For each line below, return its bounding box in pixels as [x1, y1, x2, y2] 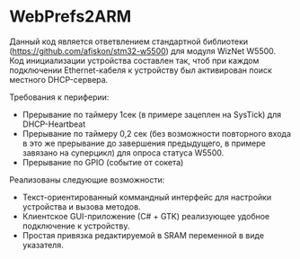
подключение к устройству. [22, 220, 130, 231]
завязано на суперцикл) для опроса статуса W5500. [22, 147, 225, 158]
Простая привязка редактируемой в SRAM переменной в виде [22, 229, 265, 240]
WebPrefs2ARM [9, 6, 132, 27]
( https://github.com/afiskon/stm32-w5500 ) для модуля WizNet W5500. [9, 45, 277, 56]
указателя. [22, 239, 65, 250]
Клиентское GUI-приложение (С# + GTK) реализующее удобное [22, 210, 270, 221]
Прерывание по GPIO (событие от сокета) [22, 156, 184, 167]
